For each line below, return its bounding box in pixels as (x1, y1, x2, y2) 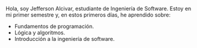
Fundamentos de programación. (14, 23, 95, 30)
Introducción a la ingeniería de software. (14, 36, 115, 42)
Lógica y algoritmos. (14, 29, 66, 36)
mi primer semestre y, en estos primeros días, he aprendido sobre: (5, 11, 171, 18)
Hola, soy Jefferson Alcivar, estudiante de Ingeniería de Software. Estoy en (5, 5, 192, 12)
